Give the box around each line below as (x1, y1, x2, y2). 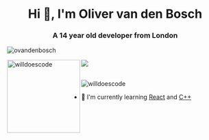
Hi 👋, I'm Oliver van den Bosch (27, 6, 203, 22)
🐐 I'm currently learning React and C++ (81, 93, 192, 102)
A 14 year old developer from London (52, 31, 178, 40)
